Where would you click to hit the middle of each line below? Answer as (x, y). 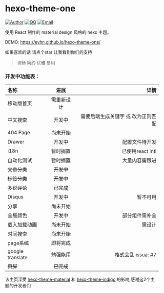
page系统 (18, 243)
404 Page (19, 133)
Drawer (16, 142)
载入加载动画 (22, 225)
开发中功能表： (23, 76)
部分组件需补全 (139, 216)
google (16, 251)
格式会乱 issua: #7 (135, 255)
